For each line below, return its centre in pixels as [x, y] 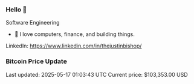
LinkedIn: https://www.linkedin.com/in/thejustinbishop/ [74, 46]
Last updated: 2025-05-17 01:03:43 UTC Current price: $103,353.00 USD [97, 74]
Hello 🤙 [16, 10]
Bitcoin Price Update [36, 61]
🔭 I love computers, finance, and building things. [75, 34]
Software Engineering [33, 23]
